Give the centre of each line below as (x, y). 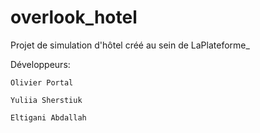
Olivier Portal (42, 82)
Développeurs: (40, 64)
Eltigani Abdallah (48, 117)
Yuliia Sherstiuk (46, 100)
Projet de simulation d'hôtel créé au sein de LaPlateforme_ (130, 45)
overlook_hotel (74, 17)
